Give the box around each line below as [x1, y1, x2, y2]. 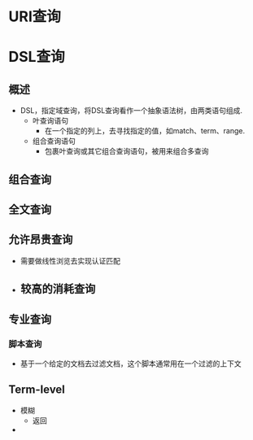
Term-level [8, 383, 65, 397]
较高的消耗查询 [20, 282, 96, 296]
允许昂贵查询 [8, 233, 73, 246]
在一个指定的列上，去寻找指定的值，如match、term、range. [44, 126, 246, 136]
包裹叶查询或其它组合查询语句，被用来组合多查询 [44, 146, 209, 156]
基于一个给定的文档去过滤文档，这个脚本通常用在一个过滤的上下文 [20, 359, 242, 368]
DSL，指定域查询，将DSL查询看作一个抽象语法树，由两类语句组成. [20, 106, 242, 115]
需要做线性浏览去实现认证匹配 [20, 255, 120, 265]
